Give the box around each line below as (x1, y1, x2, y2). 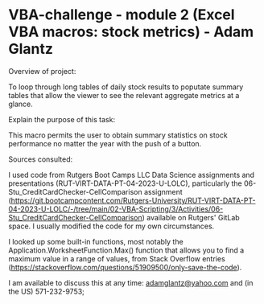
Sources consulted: (8, 154, 73, 164)
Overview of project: (8, 66, 76, 76)
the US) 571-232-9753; (8, 286, 85, 296)
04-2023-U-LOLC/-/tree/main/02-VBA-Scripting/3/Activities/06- (8, 203, 224, 214)
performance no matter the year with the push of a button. (8, 138, 202, 148)
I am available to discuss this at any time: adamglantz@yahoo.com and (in (8, 277, 254, 287)
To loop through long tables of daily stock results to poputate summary (8, 82, 244, 92)
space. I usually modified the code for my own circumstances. (8, 221, 215, 231)
